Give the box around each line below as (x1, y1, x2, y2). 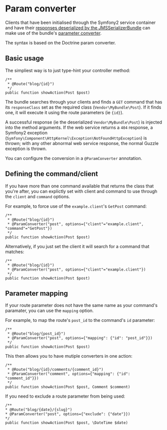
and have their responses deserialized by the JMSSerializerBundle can (5, 24, 151, 30)
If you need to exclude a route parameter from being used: (5, 393, 126, 399)
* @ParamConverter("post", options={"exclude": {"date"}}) (5, 412, 131, 417)
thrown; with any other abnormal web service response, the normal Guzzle (5, 140, 159, 146)
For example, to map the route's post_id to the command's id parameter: (5, 317, 156, 323)
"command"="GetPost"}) (5, 226, 52, 231)
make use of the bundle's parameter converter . (5, 30, 102, 36)
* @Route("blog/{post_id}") (7, 331, 66, 336)
